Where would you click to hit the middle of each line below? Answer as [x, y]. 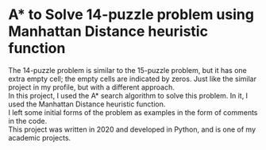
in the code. [28, 121]
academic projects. [40, 137]
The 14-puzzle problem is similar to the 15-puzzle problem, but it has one [128, 70]
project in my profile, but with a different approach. [91, 87]
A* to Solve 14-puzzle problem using [131, 15]
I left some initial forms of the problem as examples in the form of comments [133, 112]
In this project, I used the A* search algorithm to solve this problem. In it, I [128, 95]
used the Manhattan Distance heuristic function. [87, 104]
